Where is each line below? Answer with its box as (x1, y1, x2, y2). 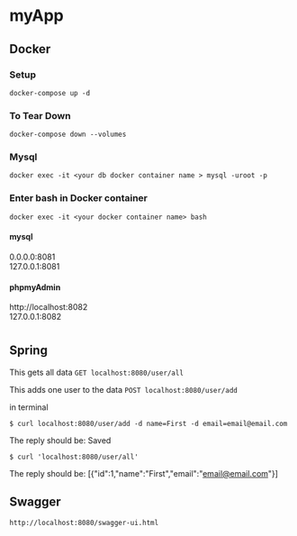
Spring (9, 343, 48, 359)
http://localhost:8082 (9, 302, 88, 313)
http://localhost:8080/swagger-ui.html (9, 518, 159, 527)
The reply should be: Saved (9, 434, 112, 446)
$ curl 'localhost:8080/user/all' (9, 452, 139, 461)
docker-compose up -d (9, 88, 91, 97)
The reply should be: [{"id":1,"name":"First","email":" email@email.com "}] (9, 468, 279, 478)
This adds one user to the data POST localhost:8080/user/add (9, 384, 238, 395)
